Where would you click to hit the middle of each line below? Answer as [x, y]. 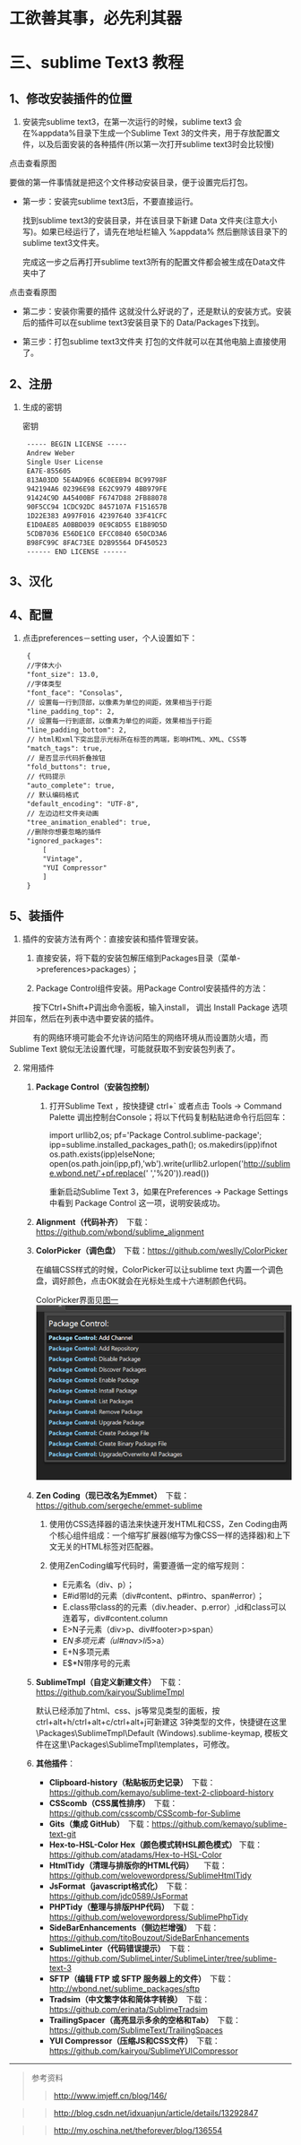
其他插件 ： [56, 1764]
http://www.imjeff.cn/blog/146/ [110, 2096]
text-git [62, 1834]
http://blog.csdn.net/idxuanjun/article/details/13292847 [156, 2114]
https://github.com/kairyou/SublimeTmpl [110, 1692]
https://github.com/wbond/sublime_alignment [120, 1232]
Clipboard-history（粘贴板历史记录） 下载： [132, 1783]
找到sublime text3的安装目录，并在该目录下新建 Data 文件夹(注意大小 [150, 221]
